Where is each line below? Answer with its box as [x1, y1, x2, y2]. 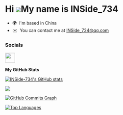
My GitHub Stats [5, 67, 40, 73]
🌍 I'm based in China [12, 20, 57, 26]
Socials [5, 41, 23, 48]
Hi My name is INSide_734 [5, 3, 119, 15]
